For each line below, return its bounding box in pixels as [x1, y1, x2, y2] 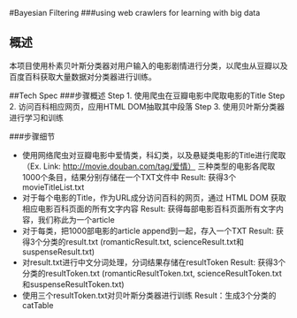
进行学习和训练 [9, 112, 64, 123]
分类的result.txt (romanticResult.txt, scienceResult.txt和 [42, 236, 245, 246]
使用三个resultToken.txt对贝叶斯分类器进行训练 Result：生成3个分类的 [21, 290, 277, 300]
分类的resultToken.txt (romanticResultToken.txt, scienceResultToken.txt [21, 268, 282, 278]
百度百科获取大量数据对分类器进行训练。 [9, 71, 156, 82]
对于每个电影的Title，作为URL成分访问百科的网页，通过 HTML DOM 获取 [21, 192, 286, 202]
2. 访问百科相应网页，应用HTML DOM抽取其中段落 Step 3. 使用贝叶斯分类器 [9, 101, 286, 111]
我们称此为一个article [37, 214, 115, 224]
